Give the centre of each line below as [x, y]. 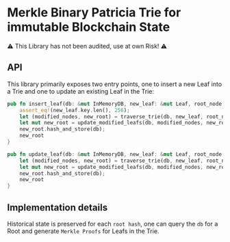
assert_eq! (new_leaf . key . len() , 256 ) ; [75, 110]
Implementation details [57, 207]
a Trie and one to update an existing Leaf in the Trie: [81, 91]
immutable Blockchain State [89, 27]
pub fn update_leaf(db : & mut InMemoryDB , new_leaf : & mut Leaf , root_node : [116, 154]
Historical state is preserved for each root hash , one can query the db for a [113, 224]
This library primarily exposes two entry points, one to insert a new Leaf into [115, 84]
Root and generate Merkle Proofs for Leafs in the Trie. [83, 231]
